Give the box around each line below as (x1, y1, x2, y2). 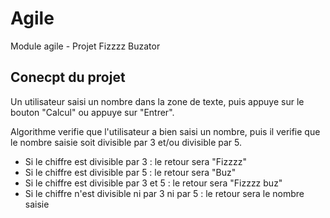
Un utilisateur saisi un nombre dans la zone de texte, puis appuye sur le (10, 95, 305, 107)
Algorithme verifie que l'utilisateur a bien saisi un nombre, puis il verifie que (10, 125, 321, 137)
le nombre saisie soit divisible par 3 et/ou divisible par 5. (10, 136, 242, 148)
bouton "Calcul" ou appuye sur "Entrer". (10, 106, 175, 118)
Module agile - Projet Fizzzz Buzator (10, 40, 161, 52)
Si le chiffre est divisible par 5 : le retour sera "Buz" (24, 166, 237, 178)
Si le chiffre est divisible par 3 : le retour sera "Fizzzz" (24, 155, 247, 167)
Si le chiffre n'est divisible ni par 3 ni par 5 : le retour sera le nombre (24, 187, 305, 199)
